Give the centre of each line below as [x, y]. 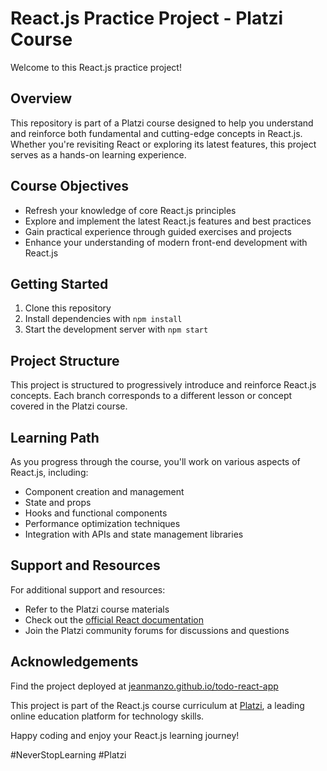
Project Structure [65, 360]
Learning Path [55, 437]
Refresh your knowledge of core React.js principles [130, 210]
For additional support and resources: [88, 589]
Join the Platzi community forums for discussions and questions [157, 630]
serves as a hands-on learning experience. [98, 154]
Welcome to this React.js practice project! [96, 67]
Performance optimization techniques [102, 523]
